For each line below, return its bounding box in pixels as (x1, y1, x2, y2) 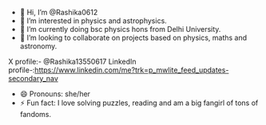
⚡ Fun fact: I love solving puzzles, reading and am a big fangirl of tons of (19, 98, 259, 107)
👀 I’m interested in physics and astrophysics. (19, 16, 168, 25)
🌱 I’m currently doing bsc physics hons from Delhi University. (19, 25, 221, 33)
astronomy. (19, 41, 58, 51)
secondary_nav (8, 74, 58, 83)
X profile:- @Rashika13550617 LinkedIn (8, 57, 137, 66)
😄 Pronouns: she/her (19, 89, 90, 99)
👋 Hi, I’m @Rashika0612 (19, 8, 98, 17)
